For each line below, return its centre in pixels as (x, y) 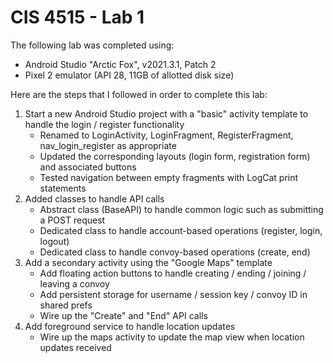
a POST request (72, 220)
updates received (75, 347)
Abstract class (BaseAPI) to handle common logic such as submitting (181, 209)
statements (63, 188)
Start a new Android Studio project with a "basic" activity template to (166, 113)
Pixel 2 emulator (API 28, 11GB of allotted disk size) (129, 75)
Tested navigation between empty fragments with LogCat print (169, 177)
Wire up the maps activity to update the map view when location (172, 337)
